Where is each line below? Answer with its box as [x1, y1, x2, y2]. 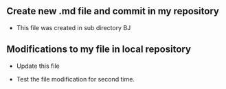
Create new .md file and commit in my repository [6, 5, 219, 17]
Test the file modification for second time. [16, 75, 135, 83]
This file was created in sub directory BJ [16, 23, 131, 31]
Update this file [16, 62, 60, 70]
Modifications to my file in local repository [6, 44, 192, 55]
